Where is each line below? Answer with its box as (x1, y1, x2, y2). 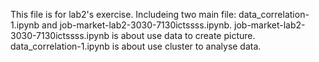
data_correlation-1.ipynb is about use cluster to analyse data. (10, 40, 262, 52)
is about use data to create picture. (111, 30, 256, 41)
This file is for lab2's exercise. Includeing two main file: (10, 9, 237, 20)
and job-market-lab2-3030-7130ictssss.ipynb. (41, 19, 233, 31)
